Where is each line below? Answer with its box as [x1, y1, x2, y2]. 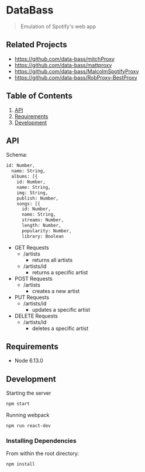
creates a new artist [32, 287, 80, 294]
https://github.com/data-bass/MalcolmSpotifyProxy [14, 68, 139, 75]
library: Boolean [21, 233, 64, 239]
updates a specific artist [32, 306, 91, 313]
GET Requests [14, 244, 49, 251]
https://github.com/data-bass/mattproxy [14, 61, 112, 68]
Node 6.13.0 [14, 357, 43, 364]
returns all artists [32, 256, 73, 263]
